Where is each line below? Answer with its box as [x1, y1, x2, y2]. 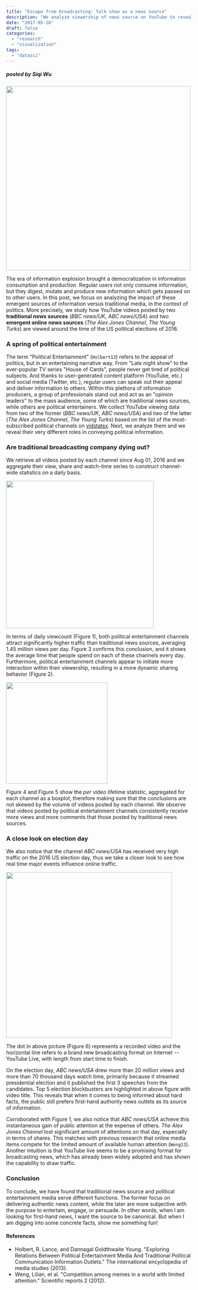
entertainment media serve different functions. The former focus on [6, 1194, 171, 1201]
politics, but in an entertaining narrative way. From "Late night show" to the [6, 359, 188, 366]
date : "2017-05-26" [6, 19, 54, 25]
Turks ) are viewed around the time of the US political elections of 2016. [6, 325, 179, 332]
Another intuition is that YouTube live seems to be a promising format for [6, 1147, 182, 1154]
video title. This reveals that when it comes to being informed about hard [6, 1092, 183, 1099]
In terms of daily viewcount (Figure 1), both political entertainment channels [6, 633, 189, 640]
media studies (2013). [14, 1264, 68, 1271]
